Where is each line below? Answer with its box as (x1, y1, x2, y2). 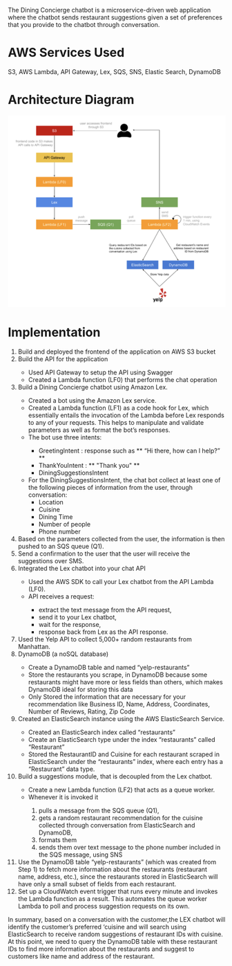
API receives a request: (28, 592, 95, 601)
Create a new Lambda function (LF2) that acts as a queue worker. (28, 785, 215, 794)
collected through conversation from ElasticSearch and (38, 821, 195, 830)
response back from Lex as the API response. (38, 628, 168, 636)
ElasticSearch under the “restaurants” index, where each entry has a (28, 758, 224, 766)
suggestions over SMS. (17, 557, 84, 565)
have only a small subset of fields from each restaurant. (17, 880, 177, 888)
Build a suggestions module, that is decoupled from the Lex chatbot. (17, 772, 213, 781)
